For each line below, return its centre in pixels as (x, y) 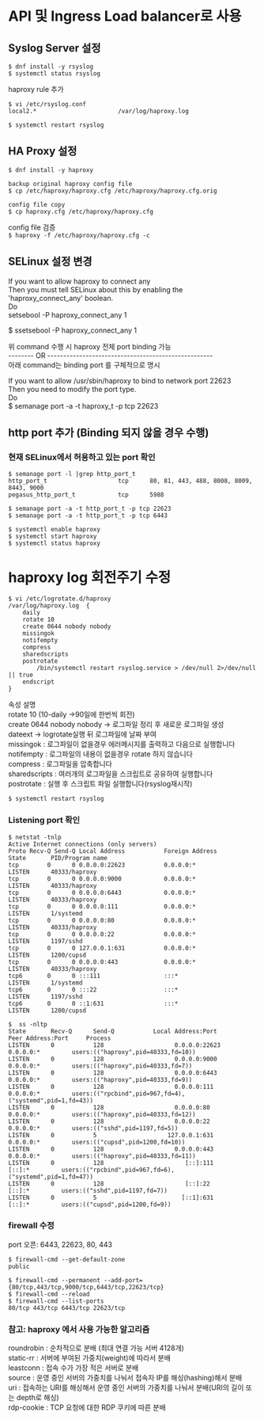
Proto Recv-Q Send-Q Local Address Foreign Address (113, 851)
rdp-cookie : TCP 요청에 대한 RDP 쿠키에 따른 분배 (87, 1407)
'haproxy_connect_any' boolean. (61, 298)
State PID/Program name (58, 858)
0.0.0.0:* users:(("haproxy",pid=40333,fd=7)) (100, 1066)
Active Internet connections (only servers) (83, 844)
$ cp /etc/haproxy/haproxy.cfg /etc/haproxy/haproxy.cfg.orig (113, 191)
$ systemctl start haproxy (53, 537)
